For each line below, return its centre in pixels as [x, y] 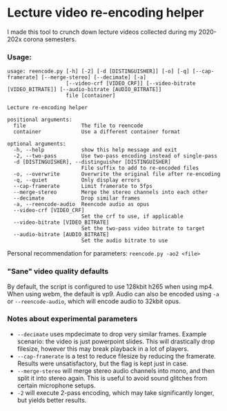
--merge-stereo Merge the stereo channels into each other [111, 192]
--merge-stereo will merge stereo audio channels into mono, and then [116, 370]
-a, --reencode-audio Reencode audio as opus [81, 204]
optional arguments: [37, 144]
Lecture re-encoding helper [48, 108]
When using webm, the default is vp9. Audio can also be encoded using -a [113, 294]
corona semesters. [50, 39]
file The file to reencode [78, 126]
